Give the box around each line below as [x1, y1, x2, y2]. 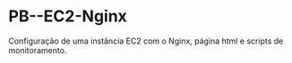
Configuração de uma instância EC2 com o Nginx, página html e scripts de [8, 35, 284, 46]
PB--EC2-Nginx [8, 6, 127, 27]
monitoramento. [8, 44, 67, 55]
